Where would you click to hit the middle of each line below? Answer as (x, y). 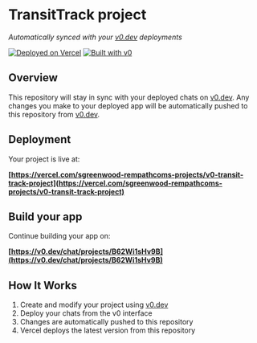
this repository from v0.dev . (54, 114)
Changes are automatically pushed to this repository (106, 322)
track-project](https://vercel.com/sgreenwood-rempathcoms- (116, 183)
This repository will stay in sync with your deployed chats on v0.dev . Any (129, 97)
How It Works (43, 286)
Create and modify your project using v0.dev (94, 305)
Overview (33, 78)
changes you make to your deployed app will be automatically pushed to (128, 105)
